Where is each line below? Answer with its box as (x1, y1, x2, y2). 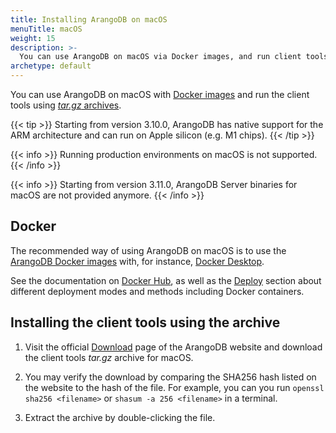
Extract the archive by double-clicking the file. (24, 411, 216, 423)
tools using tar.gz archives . (10, 99, 122, 111)
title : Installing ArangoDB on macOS (10, 14, 168, 25)
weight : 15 (10, 33, 56, 43)
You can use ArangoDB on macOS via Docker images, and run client (19, 52, 302, 62)
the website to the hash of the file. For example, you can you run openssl (24, 381, 325, 393)
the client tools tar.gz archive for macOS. (24, 351, 194, 363)
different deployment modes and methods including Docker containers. (10, 285, 305, 297)
